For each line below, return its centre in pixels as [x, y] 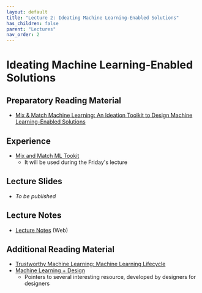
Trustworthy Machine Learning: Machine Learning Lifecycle [90, 264]
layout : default [27, 12]
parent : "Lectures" [31, 29]
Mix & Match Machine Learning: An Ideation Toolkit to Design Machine [104, 115]
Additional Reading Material [61, 249]
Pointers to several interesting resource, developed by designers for [110, 277]
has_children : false [33, 23]
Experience [28, 141]
